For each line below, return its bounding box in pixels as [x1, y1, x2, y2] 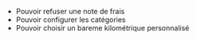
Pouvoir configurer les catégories [15, 15, 126, 24]
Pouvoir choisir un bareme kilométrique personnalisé [15, 24, 190, 32]
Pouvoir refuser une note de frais [15, 7, 125, 16]
